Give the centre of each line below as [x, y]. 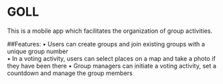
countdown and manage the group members [70, 73]
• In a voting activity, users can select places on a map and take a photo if [112, 58]
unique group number [38, 51]
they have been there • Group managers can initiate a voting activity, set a [112, 66]
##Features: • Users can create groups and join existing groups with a [106, 44]
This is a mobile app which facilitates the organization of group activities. [110, 31]
